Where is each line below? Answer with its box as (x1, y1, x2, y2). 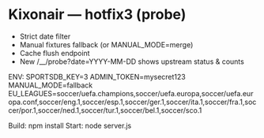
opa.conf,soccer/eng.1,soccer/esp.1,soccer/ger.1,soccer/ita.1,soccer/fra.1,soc (8, 97, 257, 106)
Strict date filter (19, 32, 71, 41)
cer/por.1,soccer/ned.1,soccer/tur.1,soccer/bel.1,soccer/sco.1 (8, 105, 202, 115)
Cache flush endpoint (19, 48, 90, 58)
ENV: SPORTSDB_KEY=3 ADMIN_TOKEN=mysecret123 (8, 72, 186, 81)
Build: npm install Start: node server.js (8, 121, 132, 130)
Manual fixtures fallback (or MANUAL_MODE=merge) (19, 39, 194, 49)
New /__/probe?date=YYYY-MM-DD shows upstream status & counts (19, 57, 245, 66)
